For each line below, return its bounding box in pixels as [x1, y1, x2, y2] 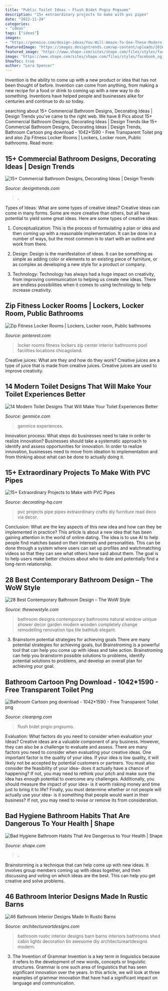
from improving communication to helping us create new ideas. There [12, 276, 156, 282]
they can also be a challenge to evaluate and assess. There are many [5, 744, 147, 750]
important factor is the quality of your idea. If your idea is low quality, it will [5, 755, 159, 761]
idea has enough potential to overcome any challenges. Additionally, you [5, 776, 155, 782]
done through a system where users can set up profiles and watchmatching [5, 545, 161, 551]
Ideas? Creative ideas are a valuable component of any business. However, [5, 738, 160, 745]
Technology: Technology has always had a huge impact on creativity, [12, 271, 155, 277]
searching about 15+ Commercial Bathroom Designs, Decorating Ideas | [5, 108, 153, 114]
